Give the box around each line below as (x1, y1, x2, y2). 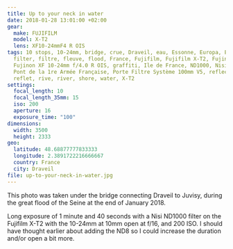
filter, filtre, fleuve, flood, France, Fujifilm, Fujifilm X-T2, (13, 56, 209, 63)
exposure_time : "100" (13, 113, 76, 120)
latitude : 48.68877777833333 (13, 146, 98, 153)
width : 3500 (13, 127, 49, 134)
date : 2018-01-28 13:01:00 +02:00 (7, 17, 107, 24)
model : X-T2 (13, 36, 49, 43)
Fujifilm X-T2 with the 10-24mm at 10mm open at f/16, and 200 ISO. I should (7, 219, 223, 227)
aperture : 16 (13, 107, 51, 114)
